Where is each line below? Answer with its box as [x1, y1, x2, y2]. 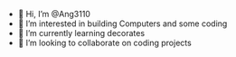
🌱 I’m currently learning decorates [17, 28, 146, 38]
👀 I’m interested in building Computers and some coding [17, 18, 228, 29]
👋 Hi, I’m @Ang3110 [17, 9, 90, 19]
